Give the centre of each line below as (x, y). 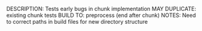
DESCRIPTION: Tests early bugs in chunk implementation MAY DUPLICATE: (101, 9)
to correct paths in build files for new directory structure (77, 22)
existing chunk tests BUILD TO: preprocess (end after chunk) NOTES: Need (101, 15)
